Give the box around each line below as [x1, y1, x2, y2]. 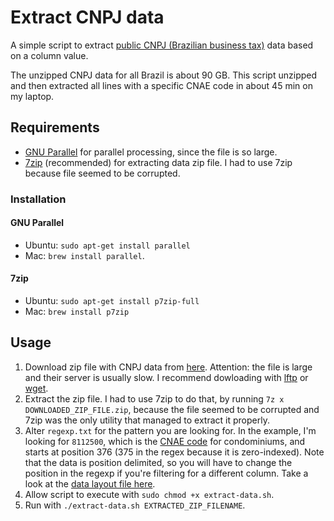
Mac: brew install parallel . [24, 249, 145, 261]
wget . [24, 382, 49, 394]
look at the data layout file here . [24, 477, 156, 490]
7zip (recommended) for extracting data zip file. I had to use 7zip [24, 156, 293, 168]
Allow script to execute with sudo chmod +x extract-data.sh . [24, 488, 275, 500]
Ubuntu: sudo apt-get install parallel [24, 239, 191, 251]
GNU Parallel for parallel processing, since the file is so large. [24, 146, 278, 158]
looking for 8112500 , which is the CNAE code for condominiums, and [24, 435, 306, 447]
